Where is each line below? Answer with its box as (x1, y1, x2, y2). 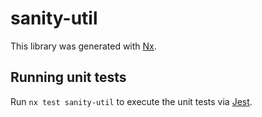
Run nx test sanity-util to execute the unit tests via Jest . (10, 95, 253, 107)
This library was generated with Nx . (10, 40, 157, 52)
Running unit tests (10, 69, 127, 86)
